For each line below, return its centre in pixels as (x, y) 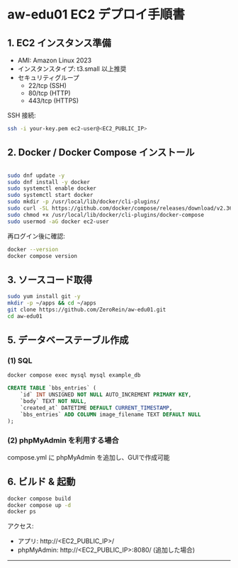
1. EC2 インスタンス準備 (59, 43)
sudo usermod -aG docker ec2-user (58, 221)
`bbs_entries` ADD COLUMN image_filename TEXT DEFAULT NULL (110, 414)
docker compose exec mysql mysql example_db (74, 375)
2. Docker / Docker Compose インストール (101, 153)
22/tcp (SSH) (47, 85)
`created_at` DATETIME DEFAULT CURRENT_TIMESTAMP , (96, 408)
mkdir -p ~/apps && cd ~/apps (52, 303)
